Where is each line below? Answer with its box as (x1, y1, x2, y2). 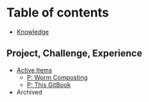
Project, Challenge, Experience (6, 48, 143, 59)
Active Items (16, 65, 52, 74)
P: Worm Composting (26, 73, 88, 81)
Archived (16, 88, 43, 96)
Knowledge (16, 28, 49, 36)
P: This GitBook (26, 81, 71, 89)
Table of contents (6, 5, 110, 21)
